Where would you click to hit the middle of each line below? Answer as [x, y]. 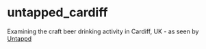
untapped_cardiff [57, 13]
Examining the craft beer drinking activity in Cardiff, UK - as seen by [103, 31]
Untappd [20, 38]
